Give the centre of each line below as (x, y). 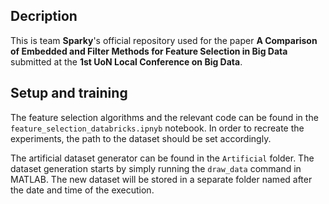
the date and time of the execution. (82, 190)
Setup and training (69, 93)
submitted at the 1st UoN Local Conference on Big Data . (126, 61)
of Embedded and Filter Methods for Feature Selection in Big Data (149, 51)
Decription (44, 16)
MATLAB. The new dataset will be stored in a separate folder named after (161, 179)
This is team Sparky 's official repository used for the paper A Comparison (164, 40)
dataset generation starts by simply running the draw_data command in (156, 168)
